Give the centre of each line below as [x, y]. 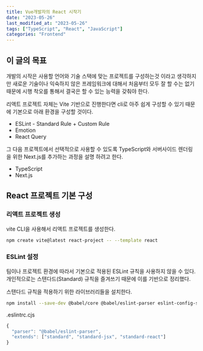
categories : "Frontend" [36, 34]
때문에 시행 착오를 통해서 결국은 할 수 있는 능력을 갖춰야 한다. [78, 91]
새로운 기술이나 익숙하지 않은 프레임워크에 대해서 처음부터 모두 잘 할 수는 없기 [104, 84]
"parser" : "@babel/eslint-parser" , [56, 331]
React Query [31, 136]
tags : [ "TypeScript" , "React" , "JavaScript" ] [64, 29]
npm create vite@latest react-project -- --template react [82, 240]
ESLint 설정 [22, 257]
